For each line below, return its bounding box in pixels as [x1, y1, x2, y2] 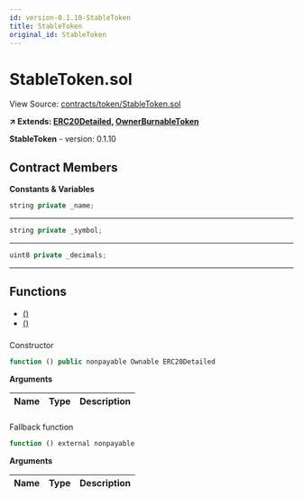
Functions [9, 284, 68, 300]
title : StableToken [9, 22, 83, 31]
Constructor [9, 340, 54, 351]
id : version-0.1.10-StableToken [9, 13, 131, 23]
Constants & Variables [9, 184, 95, 195]
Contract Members [9, 160, 118, 175]
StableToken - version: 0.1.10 [9, 134, 117, 144]
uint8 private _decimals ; [9, 250, 106, 260]
